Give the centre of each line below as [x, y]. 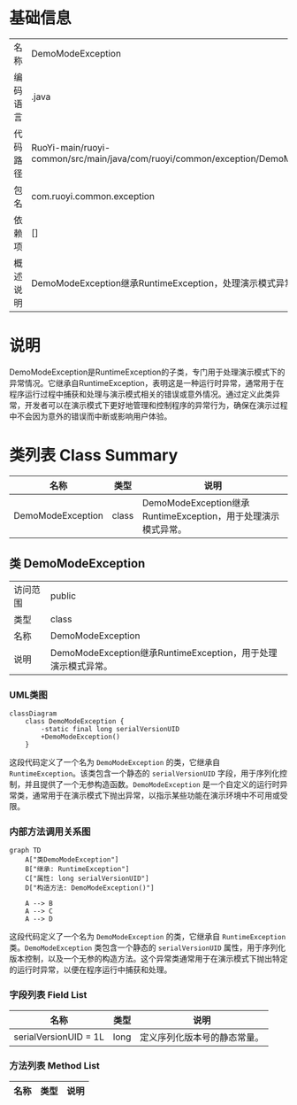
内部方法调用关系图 [50, 831]
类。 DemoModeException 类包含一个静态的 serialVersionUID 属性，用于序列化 [148, 947]
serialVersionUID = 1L [59, 1037]
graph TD [25, 851]
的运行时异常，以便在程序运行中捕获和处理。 [91, 970]
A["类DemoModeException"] [72, 860]
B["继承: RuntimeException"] [77, 869]
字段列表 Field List [48, 995]
